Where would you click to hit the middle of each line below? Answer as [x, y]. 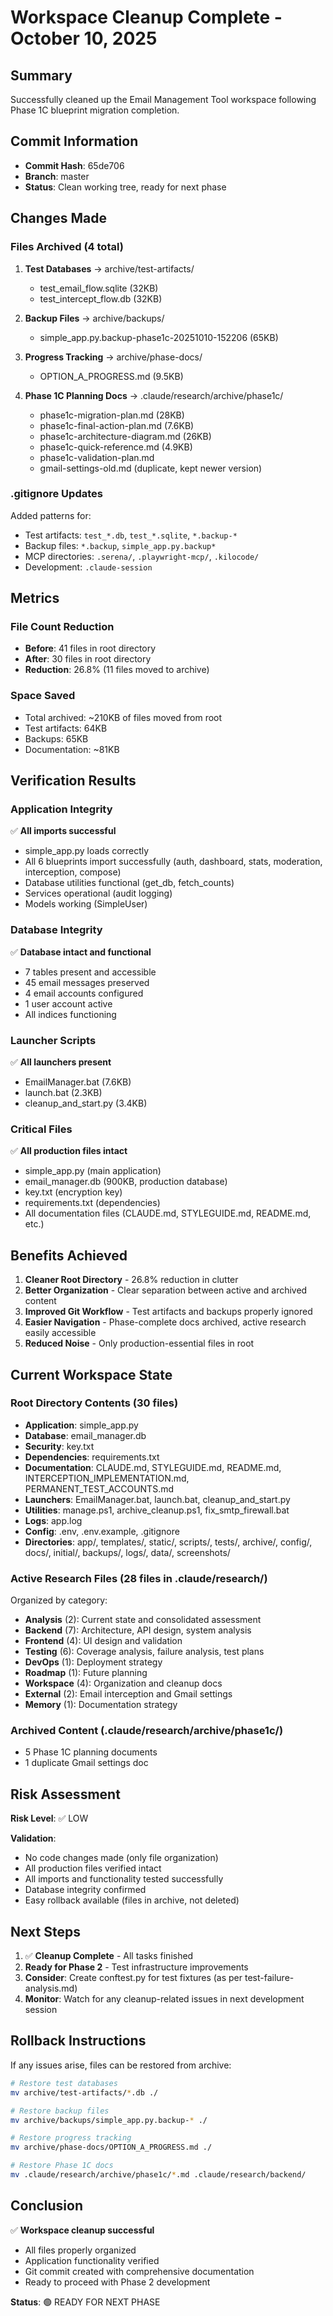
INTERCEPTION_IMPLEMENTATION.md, [107, 1478]
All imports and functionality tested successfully [124, 1879]
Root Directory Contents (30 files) [94, 1403]
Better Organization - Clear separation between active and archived [166, 1290]
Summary [41, 75]
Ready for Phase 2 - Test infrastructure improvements [136, 1967]
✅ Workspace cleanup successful [82, 2230]
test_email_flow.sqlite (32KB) [99, 288]
